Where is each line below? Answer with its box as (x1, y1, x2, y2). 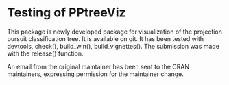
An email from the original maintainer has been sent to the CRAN (7, 62, 190, 71)
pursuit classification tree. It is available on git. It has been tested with (7, 34, 204, 42)
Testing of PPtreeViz (7, 5, 126, 21)
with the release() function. (7, 49, 84, 58)
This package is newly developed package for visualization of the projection (7, 27, 223, 36)
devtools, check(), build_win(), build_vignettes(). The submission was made (7, 42, 219, 50)
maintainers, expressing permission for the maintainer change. (7, 70, 184, 78)
